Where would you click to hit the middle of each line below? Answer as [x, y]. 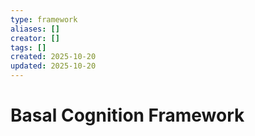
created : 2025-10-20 [53, 57]
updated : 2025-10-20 [53, 66]
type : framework [44, 19]
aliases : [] [35, 29]
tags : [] [28, 47]
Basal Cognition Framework [127, 115]
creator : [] [35, 38]
